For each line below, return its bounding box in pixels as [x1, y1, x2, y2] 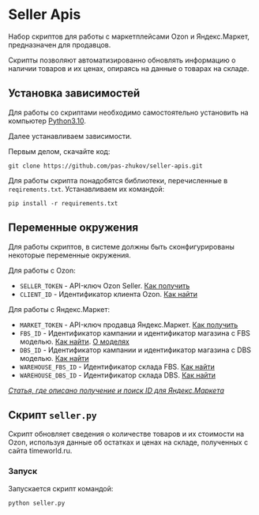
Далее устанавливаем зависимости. [8, 131, 133, 141]
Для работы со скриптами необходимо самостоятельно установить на [8, 107, 249, 117]
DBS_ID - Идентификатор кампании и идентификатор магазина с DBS [19, 345, 251, 355]
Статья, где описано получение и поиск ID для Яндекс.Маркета [8, 385, 225, 395]
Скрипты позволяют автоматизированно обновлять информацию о [8, 55, 236, 65]
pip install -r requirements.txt [8, 199, 118, 207]
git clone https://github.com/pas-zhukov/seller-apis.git [8, 162, 203, 170]
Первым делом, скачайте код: [8, 146, 111, 156]
